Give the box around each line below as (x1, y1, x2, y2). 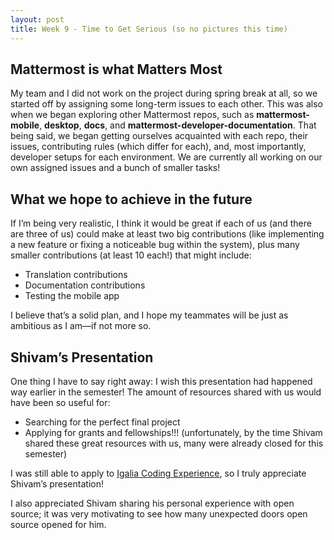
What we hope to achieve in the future (10, 191, 253, 208)
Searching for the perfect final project (24, 416, 181, 428)
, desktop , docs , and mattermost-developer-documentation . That (39, 119, 317, 131)
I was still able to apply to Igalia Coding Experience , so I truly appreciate (10, 467, 307, 479)
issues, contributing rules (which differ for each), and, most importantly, (10, 141, 307, 153)
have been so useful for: (10, 396, 111, 408)
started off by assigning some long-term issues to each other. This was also (10, 98, 323, 110)
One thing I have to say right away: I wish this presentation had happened (10, 375, 313, 387)
